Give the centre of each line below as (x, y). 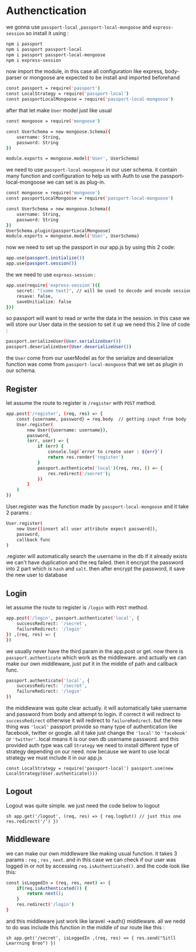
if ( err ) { (50, 446)
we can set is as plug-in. (76, 182)
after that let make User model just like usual (59, 111)
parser (14, 78)
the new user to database (37, 575)
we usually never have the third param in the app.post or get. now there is (95, 651)
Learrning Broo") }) (31, 943)
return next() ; (45, 893)
